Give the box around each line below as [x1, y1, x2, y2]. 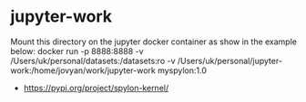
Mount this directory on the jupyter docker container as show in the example [10, 36, 297, 47]
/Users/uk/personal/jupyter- [177, 55, 283, 66]
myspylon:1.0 [157, 65, 208, 76]
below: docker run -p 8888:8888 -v [10, 45, 144, 56]
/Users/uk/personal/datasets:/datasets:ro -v [10, 55, 176, 66]
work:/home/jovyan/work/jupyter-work [10, 65, 156, 76]
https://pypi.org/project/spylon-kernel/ [23, 82, 169, 93]
